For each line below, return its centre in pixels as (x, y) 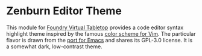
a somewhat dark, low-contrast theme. (54, 46)
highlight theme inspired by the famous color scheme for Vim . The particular (101, 33)
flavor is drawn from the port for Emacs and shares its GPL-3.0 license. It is (99, 40)
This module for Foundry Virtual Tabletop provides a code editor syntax (95, 27)
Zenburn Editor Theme (64, 11)
